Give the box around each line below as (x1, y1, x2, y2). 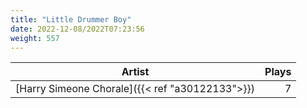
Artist (121, 65, 150, 79)
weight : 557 (10, 33, 60, 43)
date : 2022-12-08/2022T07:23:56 (10, 24, 145, 34)
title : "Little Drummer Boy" (10, 14, 132, 25)
